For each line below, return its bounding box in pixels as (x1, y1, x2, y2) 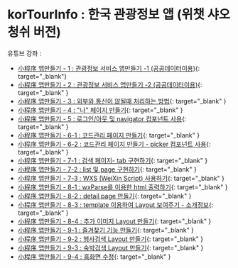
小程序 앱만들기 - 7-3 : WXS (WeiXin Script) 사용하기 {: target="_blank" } (17, 174, 225, 182)
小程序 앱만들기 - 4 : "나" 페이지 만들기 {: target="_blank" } (17, 106, 183, 114)
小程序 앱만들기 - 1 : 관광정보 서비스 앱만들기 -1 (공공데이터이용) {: (17, 64, 200, 72)
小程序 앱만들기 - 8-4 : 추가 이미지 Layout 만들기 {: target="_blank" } (17, 217, 212, 225)
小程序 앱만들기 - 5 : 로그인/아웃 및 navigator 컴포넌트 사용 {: (17, 114, 187, 123)
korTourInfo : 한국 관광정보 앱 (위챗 (7, 6, 205, 23)
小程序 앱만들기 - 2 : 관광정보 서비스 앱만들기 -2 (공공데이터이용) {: (17, 80, 202, 89)
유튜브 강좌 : (7, 49, 42, 57)
